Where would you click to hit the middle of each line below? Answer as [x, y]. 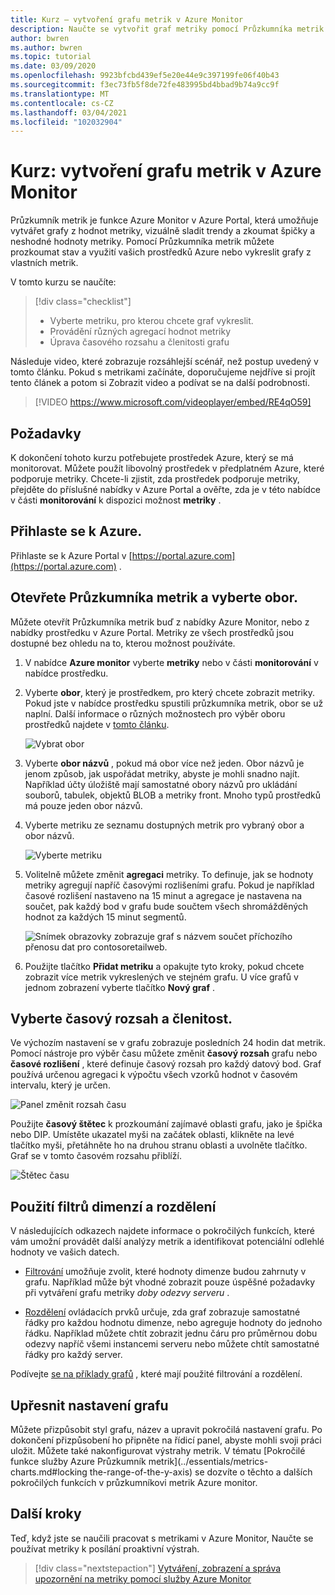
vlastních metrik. [44, 263]
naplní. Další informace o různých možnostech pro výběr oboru [155, 713]
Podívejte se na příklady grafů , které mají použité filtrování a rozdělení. [156, 1374]
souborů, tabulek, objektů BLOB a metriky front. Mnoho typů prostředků [173, 795]
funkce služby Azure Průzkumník [78, 1462]
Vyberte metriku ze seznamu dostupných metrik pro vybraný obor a [164, 825]
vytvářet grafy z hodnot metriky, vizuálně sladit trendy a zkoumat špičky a [163, 231]
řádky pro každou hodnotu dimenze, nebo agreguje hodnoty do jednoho [173, 1323]
